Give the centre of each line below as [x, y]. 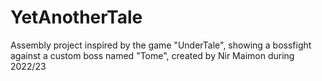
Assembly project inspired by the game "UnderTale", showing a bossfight [161, 45]
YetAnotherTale [76, 17]
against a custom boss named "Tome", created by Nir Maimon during [152, 55]
